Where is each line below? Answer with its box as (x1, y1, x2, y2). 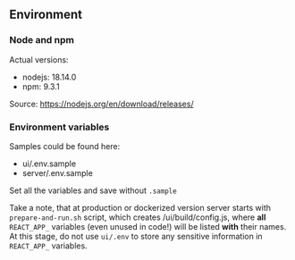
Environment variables (9, 121, 110, 133)
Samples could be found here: (9, 140, 121, 151)
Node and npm (9, 34, 74, 46)
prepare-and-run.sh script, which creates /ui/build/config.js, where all (9, 212, 266, 222)
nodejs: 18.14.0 (21, 71, 77, 82)
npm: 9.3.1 (21, 80, 60, 92)
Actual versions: (9, 54, 69, 65)
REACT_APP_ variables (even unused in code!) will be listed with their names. (9, 221, 287, 231)
